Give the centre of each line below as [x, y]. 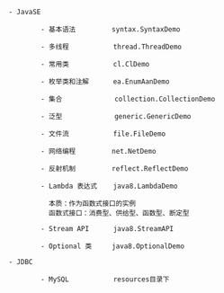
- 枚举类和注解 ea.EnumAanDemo [105, 82]
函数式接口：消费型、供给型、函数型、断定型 [119, 213]
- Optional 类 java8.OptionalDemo [113, 246]
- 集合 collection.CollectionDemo [128, 99]
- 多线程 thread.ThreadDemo [111, 47]
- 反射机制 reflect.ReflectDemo [115, 169]
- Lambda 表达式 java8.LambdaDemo [109, 186]
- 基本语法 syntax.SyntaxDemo [111, 30]
